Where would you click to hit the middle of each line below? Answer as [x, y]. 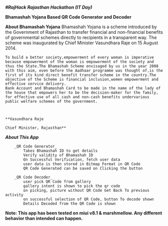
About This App [22, 137]
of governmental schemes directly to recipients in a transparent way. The [81, 37]
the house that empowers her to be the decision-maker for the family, [82, 93]
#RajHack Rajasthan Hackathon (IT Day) [49, 7]
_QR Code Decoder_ [33, 177]
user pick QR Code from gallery [57, 182]
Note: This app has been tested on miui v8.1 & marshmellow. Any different [84, 213]
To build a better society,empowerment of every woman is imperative [80, 57]
